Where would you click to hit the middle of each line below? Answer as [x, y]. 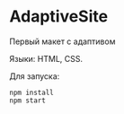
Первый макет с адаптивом [62, 41]
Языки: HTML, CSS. [46, 58]
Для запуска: [35, 76]
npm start [28, 101]
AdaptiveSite [59, 17]
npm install [31, 92]
